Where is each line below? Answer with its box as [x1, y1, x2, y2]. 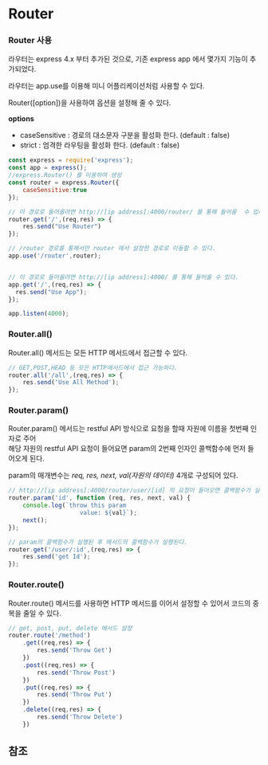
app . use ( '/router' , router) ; [8, 252, 102, 260]
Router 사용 [8, 35, 52, 46]
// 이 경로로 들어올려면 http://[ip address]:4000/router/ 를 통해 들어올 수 [8, 208, 250, 216]
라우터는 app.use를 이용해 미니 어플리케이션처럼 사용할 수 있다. [8, 81, 205, 91]
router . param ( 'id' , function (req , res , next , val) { [8, 494, 191, 502]
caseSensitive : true [22, 186, 88, 194]
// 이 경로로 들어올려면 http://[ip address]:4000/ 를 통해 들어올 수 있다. [8, 273, 239, 281]
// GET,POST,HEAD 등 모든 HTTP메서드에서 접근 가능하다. [8, 363, 178, 371]
